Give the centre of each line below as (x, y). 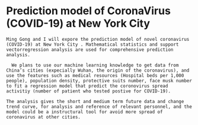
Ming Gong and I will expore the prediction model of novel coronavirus (98, 39)
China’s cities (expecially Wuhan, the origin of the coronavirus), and (98, 70)
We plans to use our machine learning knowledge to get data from (95, 65)
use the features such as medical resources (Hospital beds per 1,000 (95, 75)
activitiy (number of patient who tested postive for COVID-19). (88, 91)
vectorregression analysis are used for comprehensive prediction (90, 49)
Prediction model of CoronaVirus (88, 11)
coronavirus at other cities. (44, 117)
